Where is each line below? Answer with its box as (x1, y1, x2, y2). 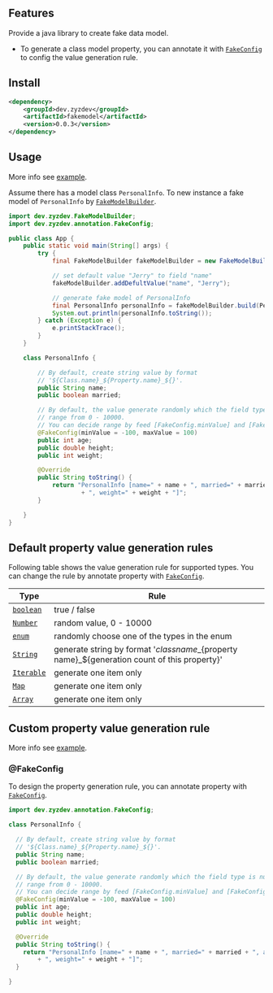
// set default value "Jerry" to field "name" (51, 272, 213, 280)
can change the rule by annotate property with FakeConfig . (8, 571, 205, 581)
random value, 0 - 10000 (54, 617, 153, 629)
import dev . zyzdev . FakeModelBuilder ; (8, 211, 136, 220)
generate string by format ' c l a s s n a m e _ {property (54, 644, 238, 655)
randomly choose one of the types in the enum (54, 630, 232, 642)
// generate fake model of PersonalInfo (51, 294, 191, 302)
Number (12, 618, 38, 628)
